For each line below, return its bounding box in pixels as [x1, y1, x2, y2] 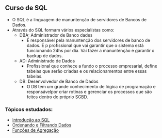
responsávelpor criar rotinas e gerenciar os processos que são [26, 89, 152, 94]
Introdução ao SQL [12, 117, 50, 123]
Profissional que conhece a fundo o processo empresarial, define [26, 63, 158, 69]
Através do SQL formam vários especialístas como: [12, 27, 115, 33]
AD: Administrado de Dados [19, 58, 75, 63]
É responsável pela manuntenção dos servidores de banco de [26, 37, 150, 43]
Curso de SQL [5, 4, 48, 12]
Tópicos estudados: [5, 106, 53, 113]
